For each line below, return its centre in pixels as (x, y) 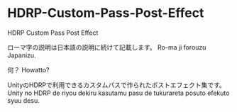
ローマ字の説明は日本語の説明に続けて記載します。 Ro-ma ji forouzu (107, 47)
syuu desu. (24, 100)
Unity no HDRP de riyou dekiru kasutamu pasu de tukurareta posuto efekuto (118, 93)
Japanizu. (22, 55)
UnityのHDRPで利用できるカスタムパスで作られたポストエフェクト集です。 (116, 85)
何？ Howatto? (28, 69)
